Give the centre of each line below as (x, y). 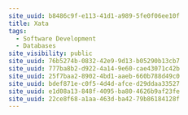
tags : (17, 31)
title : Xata (28, 23)
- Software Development (56, 38)
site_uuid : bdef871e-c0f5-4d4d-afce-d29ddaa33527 (94, 83)
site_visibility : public (50, 53)
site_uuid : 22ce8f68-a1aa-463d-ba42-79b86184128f (94, 99)
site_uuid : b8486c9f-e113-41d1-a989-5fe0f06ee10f (94, 16)
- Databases (36, 46)
